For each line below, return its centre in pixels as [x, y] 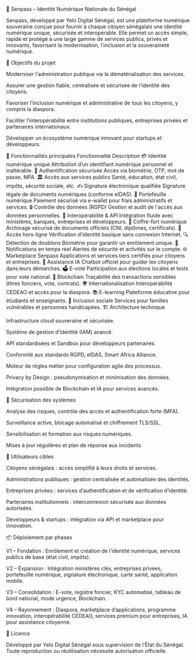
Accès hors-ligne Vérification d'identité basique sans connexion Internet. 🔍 [97, 234]
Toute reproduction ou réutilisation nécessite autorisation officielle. [87, 651]
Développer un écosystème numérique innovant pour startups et [84, 138]
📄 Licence [18, 633]
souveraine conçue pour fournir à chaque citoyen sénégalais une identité [94, 27]
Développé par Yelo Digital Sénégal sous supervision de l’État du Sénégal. [95, 645]
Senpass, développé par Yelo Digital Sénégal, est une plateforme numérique [98, 20]
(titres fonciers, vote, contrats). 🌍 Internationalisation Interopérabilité [89, 283]
